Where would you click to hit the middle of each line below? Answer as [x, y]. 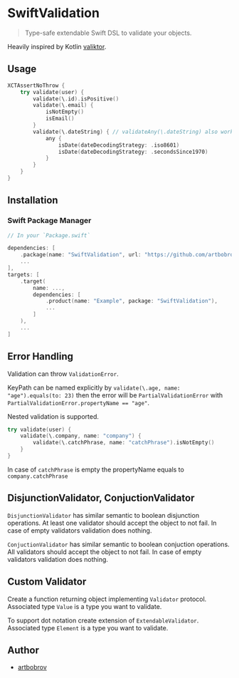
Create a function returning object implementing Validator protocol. [107, 599]
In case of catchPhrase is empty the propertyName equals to [96, 469]
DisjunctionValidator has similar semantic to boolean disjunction [103, 515]
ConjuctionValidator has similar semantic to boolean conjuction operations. [118, 544]
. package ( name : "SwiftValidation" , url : [81, 255]
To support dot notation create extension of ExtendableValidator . [103, 620]
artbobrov [32, 667]
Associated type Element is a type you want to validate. [88, 627]
